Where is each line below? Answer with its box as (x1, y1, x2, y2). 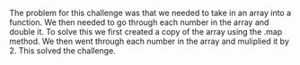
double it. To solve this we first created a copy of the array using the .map (9, 27, 283, 37)
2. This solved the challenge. (9, 45, 117, 56)
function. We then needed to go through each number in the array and (9, 17, 269, 28)
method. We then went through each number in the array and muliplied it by (9, 36, 289, 46)
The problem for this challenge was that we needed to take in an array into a (9, 8, 292, 18)
